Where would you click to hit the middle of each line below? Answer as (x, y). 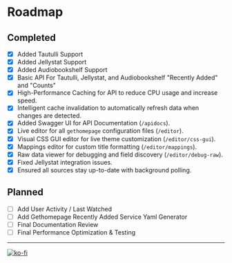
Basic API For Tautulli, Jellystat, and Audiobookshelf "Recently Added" (117, 78)
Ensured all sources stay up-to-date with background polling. (104, 170)
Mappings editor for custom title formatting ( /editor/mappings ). (107, 147)
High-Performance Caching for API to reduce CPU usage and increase (117, 93)
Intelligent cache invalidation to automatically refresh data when (108, 108)
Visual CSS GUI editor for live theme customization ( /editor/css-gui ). (116, 138)
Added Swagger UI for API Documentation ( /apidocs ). (94, 123)
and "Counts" (37, 85)
